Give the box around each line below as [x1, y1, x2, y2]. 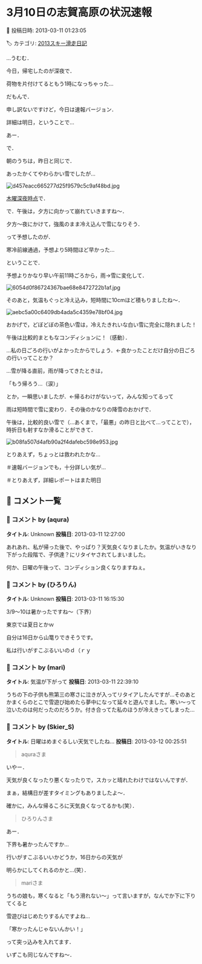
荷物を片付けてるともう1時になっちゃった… [6, 80, 114, 87]
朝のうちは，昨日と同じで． [6, 157, 76, 164]
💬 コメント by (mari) [6, 663, 65, 672]
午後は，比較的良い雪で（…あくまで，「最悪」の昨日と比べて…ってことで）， [6, 418, 195, 425]
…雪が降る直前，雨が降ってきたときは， [6, 367, 106, 374]
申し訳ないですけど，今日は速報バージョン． [6, 105, 117, 113]
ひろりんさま [21, 815, 53, 822]
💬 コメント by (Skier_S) [6, 723, 74, 731]
